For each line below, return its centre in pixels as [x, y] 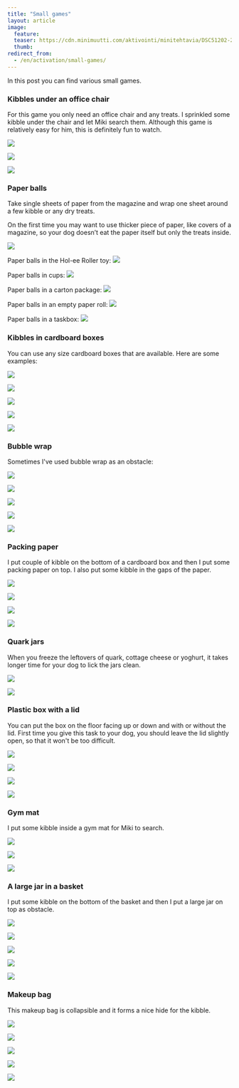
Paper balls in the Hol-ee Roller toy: [59, 261]
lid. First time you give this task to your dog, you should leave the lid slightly [118, 733]
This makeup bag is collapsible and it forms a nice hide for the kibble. [109, 1010]
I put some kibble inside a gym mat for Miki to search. [86, 828]
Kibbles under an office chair [59, 99]
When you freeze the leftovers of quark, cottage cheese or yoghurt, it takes [118, 657]
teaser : [25, 41]
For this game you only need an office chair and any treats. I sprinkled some [119, 115]
